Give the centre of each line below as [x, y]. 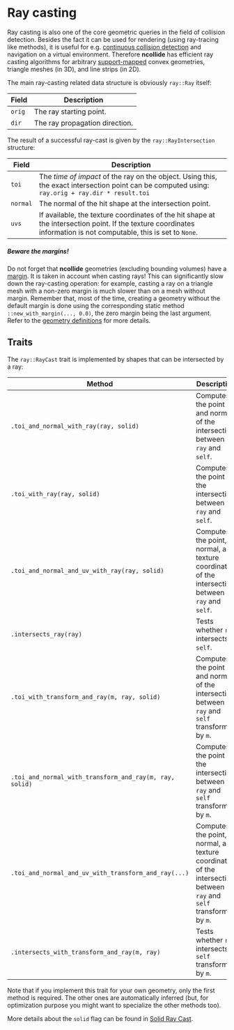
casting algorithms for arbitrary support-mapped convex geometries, [106, 61]
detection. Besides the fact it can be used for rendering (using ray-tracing [113, 39]
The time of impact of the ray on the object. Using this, [128, 176]
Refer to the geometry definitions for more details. [79, 320]
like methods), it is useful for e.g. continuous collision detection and [104, 47]
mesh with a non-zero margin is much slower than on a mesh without [106, 291]
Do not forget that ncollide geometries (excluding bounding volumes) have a [117, 268]
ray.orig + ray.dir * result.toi [94, 193]
